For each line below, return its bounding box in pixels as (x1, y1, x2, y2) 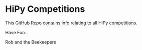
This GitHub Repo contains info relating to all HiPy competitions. (5, 20, 137, 26)
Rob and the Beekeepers (5, 39, 56, 45)
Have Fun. (5, 29, 27, 35)
